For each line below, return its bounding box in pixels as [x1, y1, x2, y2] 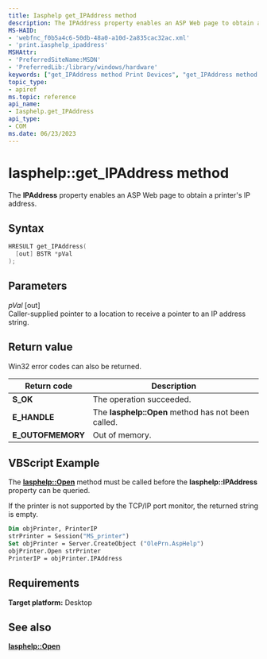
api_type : [8, 115, 41, 123]
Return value [8, 341, 73, 354]
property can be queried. [8, 486, 91, 495]
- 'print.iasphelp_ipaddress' [8, 41, 109, 49]
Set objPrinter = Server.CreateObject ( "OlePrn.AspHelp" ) [8, 540, 204, 548]
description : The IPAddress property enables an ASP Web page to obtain [8, 19, 254, 27]
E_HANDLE [12, 411, 55, 422]
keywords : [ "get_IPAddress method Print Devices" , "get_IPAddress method [8, 71, 258, 79]
